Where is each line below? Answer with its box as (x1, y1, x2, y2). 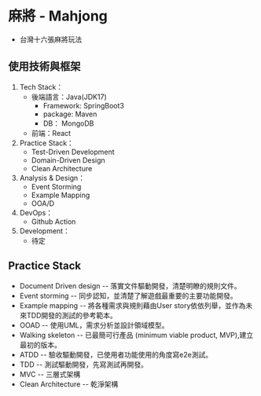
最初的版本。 (19, 339, 61, 350)
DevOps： (19, 207, 53, 217)
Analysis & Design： (19, 173, 85, 182)
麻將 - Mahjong (8, 7, 108, 25)
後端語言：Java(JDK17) (31, 92, 108, 101)
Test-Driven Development (31, 147, 116, 156)
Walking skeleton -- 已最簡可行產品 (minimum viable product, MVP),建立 (19, 330, 254, 339)
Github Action (31, 217, 76, 226)
